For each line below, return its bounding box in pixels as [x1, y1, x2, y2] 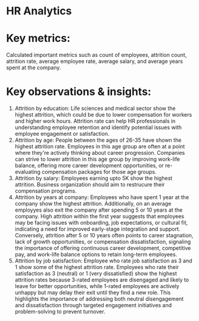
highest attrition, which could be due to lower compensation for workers [14, 111, 192, 118]
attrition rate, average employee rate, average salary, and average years [6, 58, 184, 65]
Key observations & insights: [6, 85, 152, 99]
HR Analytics [6, 4, 72, 18]
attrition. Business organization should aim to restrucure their [14, 181, 165, 188]
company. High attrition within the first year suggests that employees [14, 213, 185, 220]
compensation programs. [14, 187, 77, 195]
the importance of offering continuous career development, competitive [14, 244, 191, 252]
